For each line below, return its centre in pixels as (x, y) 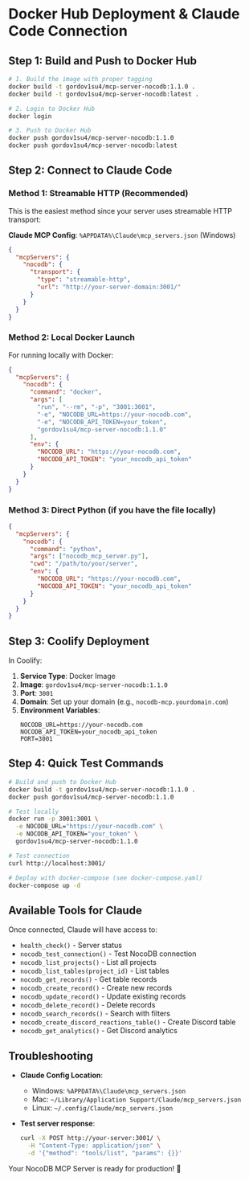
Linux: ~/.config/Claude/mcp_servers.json (102, 1108)
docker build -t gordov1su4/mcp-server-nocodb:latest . (104, 94)
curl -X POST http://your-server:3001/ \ (90, 1138)
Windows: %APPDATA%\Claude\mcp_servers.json (109, 1091)
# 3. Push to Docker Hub (50, 131)
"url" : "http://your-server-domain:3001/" (109, 287)
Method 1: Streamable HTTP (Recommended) (98, 194)
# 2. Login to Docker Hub (51, 108)
